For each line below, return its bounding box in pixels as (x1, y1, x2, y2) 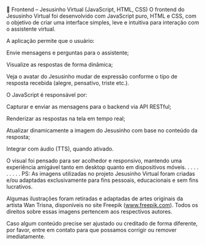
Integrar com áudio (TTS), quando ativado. (6, 145, 114, 153)
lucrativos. (6, 183, 33, 190)
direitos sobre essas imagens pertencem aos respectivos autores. (6, 208, 173, 215)
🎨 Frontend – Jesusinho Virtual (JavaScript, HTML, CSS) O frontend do (6, 6, 185, 13)
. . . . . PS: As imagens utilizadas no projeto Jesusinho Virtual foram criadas (6, 170, 195, 177)
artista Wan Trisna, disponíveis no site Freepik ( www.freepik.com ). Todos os (6, 202, 198, 208)
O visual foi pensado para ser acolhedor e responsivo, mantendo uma (6, 157, 182, 164)
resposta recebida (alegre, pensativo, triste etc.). (6, 80, 130, 86)
